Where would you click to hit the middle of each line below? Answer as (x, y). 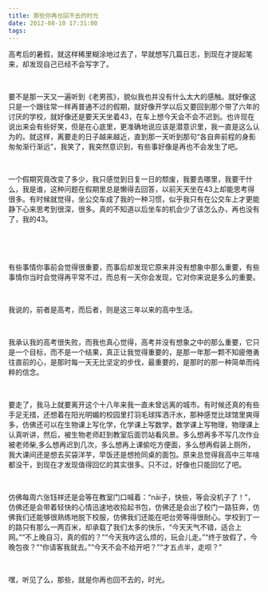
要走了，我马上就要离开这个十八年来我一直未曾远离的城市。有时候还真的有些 (134, 405)
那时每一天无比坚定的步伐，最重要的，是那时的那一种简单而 (155, 362)
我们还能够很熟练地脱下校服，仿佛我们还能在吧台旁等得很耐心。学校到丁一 (137, 518)
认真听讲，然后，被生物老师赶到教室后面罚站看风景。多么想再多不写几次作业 (134, 435)
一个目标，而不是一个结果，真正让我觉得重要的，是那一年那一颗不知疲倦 (134, 352)
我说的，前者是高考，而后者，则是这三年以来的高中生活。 (102, 310)
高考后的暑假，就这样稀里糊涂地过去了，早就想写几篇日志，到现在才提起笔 (130, 54)
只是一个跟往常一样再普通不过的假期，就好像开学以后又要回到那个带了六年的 (134, 107)
